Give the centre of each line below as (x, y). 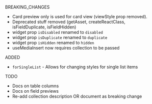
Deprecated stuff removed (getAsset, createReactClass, (69, 22)
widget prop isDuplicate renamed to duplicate (60, 37)
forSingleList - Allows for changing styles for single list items (75, 67)
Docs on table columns (35, 86)
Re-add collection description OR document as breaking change (77, 96)
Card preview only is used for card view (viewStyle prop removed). (80, 16)
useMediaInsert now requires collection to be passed (66, 48)
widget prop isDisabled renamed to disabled (57, 32)
